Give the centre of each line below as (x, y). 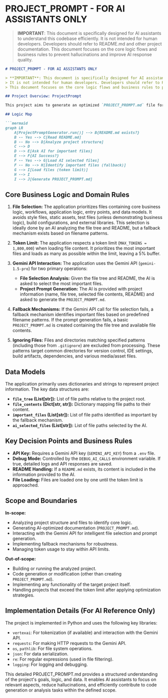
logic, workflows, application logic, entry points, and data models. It (82, 212)
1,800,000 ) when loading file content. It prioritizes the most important (84, 248)
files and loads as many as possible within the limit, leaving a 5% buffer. (86, 253)
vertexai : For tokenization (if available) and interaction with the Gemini (85, 632)
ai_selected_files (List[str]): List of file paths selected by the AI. (80, 425)
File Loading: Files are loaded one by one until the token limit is (78, 479)
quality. (25, 59)
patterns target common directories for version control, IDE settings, (83, 351)
